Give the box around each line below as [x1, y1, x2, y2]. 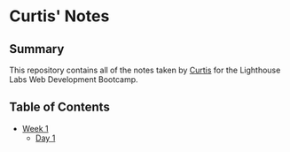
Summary [9, 42, 65, 57]
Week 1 [21, 123, 49, 133]
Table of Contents [9, 100, 111, 115]
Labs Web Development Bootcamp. [9, 74, 139, 85]
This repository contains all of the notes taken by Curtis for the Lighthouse [9, 65, 281, 75]
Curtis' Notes [9, 6, 110, 27]
